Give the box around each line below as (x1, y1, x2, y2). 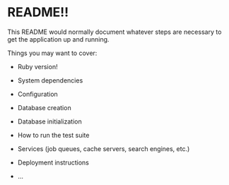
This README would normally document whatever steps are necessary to (7, 28, 222, 36)
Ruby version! (17, 62, 58, 71)
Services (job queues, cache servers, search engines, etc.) (17, 144, 190, 153)
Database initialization (17, 117, 83, 126)
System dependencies (17, 76, 83, 85)
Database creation (17, 103, 72, 112)
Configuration (17, 90, 58, 98)
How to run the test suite (17, 131, 90, 139)
